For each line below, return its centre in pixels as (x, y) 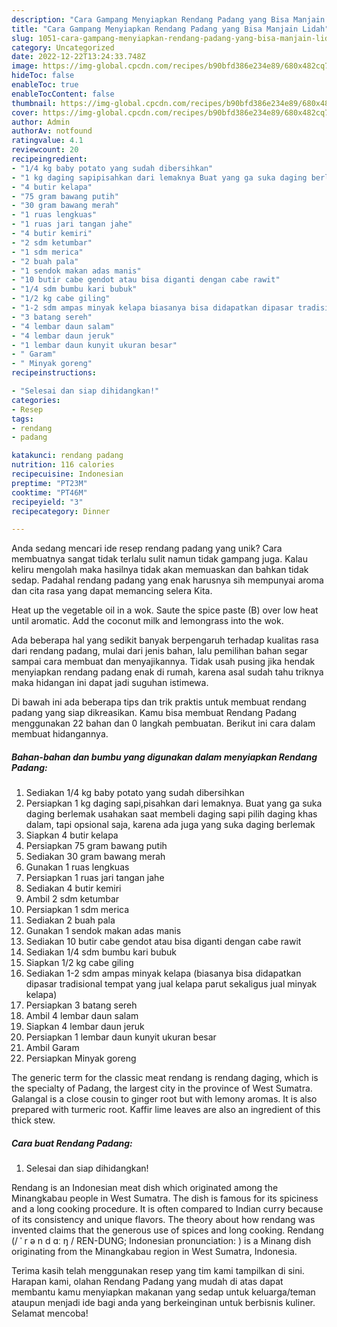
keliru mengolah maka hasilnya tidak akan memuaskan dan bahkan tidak (160, 570)
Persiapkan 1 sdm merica (77, 910)
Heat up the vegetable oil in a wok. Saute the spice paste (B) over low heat (165, 610)
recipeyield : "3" (47, 502)
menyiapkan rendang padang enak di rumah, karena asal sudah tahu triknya (167, 672)
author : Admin (41, 122)
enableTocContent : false (63, 94)
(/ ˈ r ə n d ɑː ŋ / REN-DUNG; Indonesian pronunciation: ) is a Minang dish (161, 1241)
